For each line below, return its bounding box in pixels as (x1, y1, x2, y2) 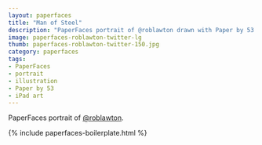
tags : (8, 56, 26, 63)
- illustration (8, 77, 58, 85)
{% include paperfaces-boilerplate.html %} (8, 129, 147, 138)
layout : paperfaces (8, 11, 72, 20)
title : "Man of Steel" (8, 19, 82, 27)
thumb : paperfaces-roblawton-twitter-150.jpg (8, 41, 159, 49)
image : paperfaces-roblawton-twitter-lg (8, 33, 143, 42)
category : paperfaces (8, 48, 79, 56)
